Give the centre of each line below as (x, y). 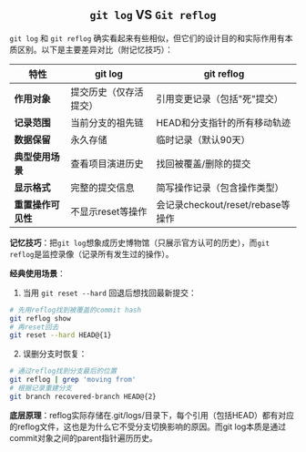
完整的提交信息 (102, 188)
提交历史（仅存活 (107, 92)
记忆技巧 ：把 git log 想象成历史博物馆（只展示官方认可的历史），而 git (140, 242)
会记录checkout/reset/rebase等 (223, 204)
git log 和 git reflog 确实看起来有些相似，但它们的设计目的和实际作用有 (147, 38)
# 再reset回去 (34, 327)
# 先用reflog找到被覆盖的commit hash (76, 310)
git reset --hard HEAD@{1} (61, 335)
